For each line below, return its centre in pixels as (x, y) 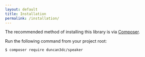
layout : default (21, 9)
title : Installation (26, 14)
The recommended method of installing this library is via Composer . (72, 32)
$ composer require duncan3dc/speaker (44, 50)
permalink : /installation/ (32, 18)
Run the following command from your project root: (56, 41)
